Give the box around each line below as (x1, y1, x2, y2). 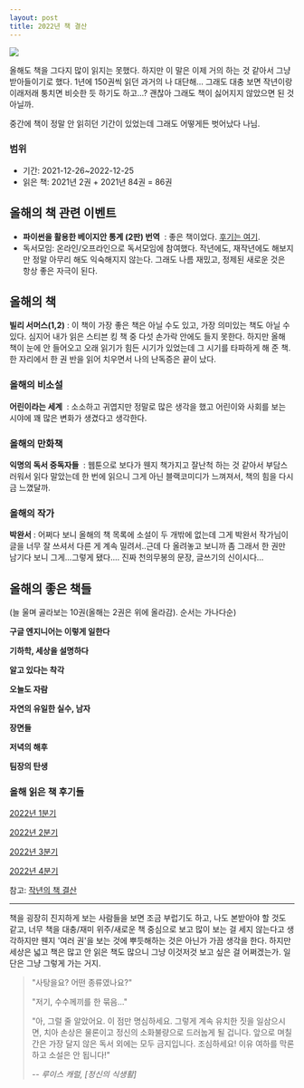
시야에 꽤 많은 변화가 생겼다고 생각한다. (9, 412, 147, 423)
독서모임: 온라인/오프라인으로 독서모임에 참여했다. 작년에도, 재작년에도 (22, 242, 270, 254)
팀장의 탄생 (9, 761, 48, 772)
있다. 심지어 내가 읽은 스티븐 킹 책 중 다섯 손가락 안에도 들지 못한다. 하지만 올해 (9, 332, 287, 342)
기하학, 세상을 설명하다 (9, 645, 89, 657)
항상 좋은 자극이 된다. (22, 265, 98, 276)
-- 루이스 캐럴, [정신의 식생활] (31, 1069, 138, 1080)
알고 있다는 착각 (9, 665, 65, 676)
